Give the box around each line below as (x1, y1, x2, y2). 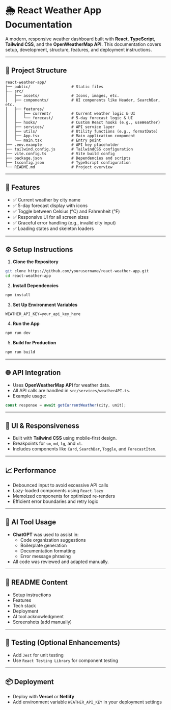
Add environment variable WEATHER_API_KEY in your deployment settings (12, 699, 162, 705)
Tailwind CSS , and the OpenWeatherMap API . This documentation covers (5, 41, 161, 47)
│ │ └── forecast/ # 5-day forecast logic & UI (5, 115, 133, 120)
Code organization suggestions (20, 537, 87, 543)
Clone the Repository (12, 259, 59, 265)
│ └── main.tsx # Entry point (5, 138, 101, 143)
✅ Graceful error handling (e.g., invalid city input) (12, 219, 116, 225)
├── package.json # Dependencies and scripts (5, 156, 131, 161)
